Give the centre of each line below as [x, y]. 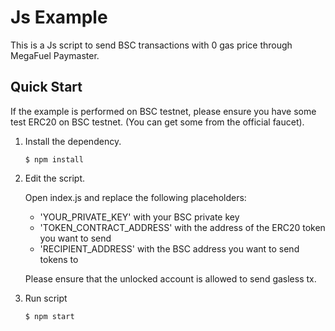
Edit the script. [55, 178]
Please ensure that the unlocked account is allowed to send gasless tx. [170, 278]
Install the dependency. [73, 141]
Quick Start [46, 87]
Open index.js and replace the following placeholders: [135, 197]
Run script [46, 298]
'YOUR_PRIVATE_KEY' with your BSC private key [139, 217]
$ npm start [49, 316]
